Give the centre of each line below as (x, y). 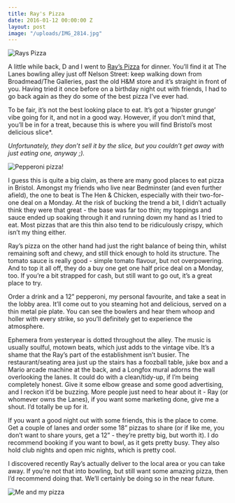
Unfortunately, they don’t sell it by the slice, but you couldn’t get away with (116, 146)
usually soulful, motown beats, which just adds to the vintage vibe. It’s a (112, 348)
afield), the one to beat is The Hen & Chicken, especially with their (103, 195)
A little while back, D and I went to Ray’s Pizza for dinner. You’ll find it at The (117, 66)
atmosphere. (26, 327)
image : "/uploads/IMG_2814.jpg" (55, 33)
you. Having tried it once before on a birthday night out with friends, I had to (117, 89)
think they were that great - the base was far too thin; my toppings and (110, 210)
